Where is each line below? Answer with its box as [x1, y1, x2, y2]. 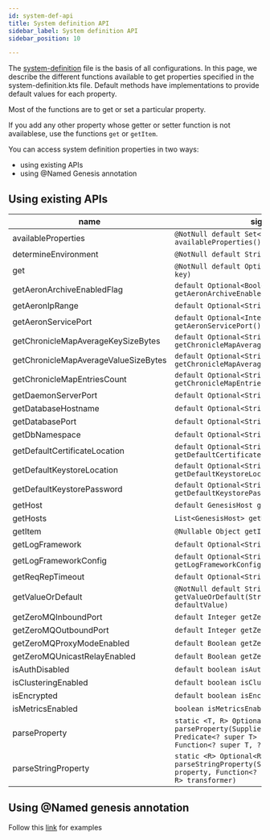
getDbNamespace [12, 429, 81, 440]
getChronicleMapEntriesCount [12, 374, 127, 385]
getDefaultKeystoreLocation [12, 464, 119, 476]
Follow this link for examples [8, 822, 103, 832]
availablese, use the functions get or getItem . [8, 129, 158, 139]
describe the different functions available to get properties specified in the [8, 72, 255, 81]
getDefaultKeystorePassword [12, 484, 123, 495]
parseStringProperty [12, 763, 90, 774]
